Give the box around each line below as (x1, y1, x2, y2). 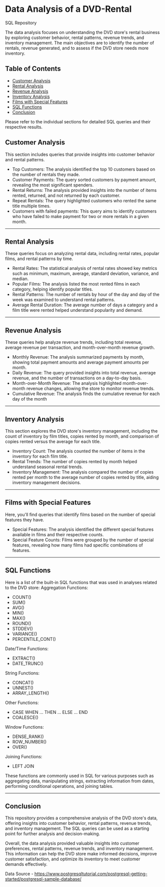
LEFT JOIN (12, 763, 34, 769)
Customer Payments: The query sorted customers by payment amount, (12, 177, 157, 183)
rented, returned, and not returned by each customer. (12, 192, 121, 198)
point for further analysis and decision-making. (5, 831, 100, 837)
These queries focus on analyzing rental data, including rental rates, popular (5, 251, 160, 257)
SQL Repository (5, 20, 37, 26)
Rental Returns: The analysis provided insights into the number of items (12, 187, 157, 193)
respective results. (5, 124, 43, 130)
